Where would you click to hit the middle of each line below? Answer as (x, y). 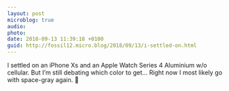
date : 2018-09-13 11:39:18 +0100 (56, 39)
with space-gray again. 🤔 (43, 80)
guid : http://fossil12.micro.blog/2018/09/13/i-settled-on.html (102, 45)
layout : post (26, 13)
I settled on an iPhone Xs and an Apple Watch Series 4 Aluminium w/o (107, 65)
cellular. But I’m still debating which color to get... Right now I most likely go (115, 72)
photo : (17, 33)
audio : (17, 26)
